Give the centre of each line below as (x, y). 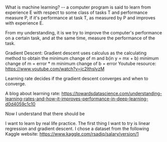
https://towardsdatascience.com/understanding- (112, 93)
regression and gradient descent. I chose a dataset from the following (77, 129)
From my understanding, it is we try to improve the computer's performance (83, 33)
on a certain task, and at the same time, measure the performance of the (80, 38)
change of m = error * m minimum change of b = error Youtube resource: (81, 64)
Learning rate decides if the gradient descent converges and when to (77, 78)
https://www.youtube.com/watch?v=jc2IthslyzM (55, 69)
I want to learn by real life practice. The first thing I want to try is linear (78, 123)
